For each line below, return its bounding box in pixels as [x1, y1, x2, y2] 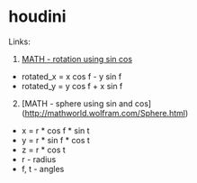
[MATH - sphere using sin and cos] [21, 97, 152, 109]
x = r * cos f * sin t [21, 124, 91, 136]
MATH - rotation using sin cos [21, 53, 132, 64]
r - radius [21, 153, 57, 164]
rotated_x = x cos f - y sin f [21, 70, 122, 82]
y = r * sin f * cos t [21, 134, 91, 145]
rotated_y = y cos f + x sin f [21, 80, 123, 91]
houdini [8, 6, 67, 27]
